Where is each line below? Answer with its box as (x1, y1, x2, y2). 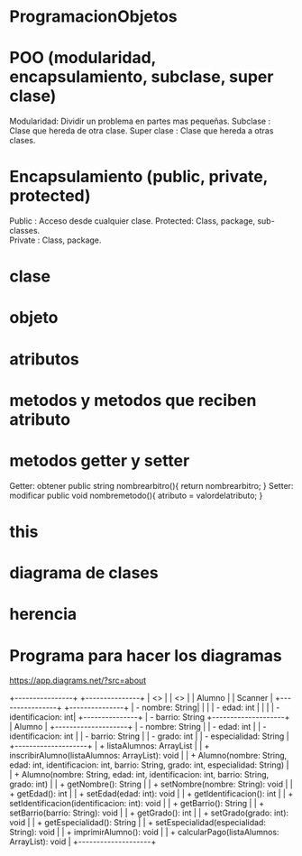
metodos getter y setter (9, 451, 190, 471)
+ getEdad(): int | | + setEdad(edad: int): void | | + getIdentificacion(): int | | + (9, 788, 294, 799)
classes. (9, 226, 41, 236)
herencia (9, 604, 78, 624)
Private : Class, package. (9, 235, 102, 245)
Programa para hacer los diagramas (9, 645, 282, 666)
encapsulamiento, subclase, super (9, 67, 274, 87)
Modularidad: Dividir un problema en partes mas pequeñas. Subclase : (9, 115, 271, 127)
